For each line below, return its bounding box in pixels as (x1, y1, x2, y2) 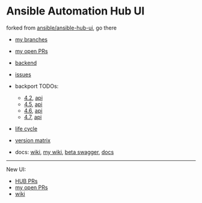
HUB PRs (14, 177, 38, 184)
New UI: (6, 166, 26, 173)
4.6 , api (23, 107, 43, 114)
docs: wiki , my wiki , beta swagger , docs (14, 148, 114, 155)
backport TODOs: (14, 83, 59, 90)
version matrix (14, 137, 51, 144)
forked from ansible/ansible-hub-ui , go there (6, 24, 117, 31)
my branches (14, 36, 48, 43)
